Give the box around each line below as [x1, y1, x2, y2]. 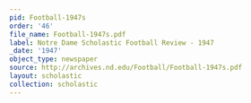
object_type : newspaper [9, 55, 99, 64]
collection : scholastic [9, 80, 99, 89]
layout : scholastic [9, 72, 82, 81]
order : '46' [9, 21, 54, 30]
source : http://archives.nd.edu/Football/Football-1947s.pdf [9, 64, 243, 73]
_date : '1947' [9, 47, 63, 56]
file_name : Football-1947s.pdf [9, 30, 126, 39]
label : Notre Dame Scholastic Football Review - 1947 [9, 38, 215, 47]
